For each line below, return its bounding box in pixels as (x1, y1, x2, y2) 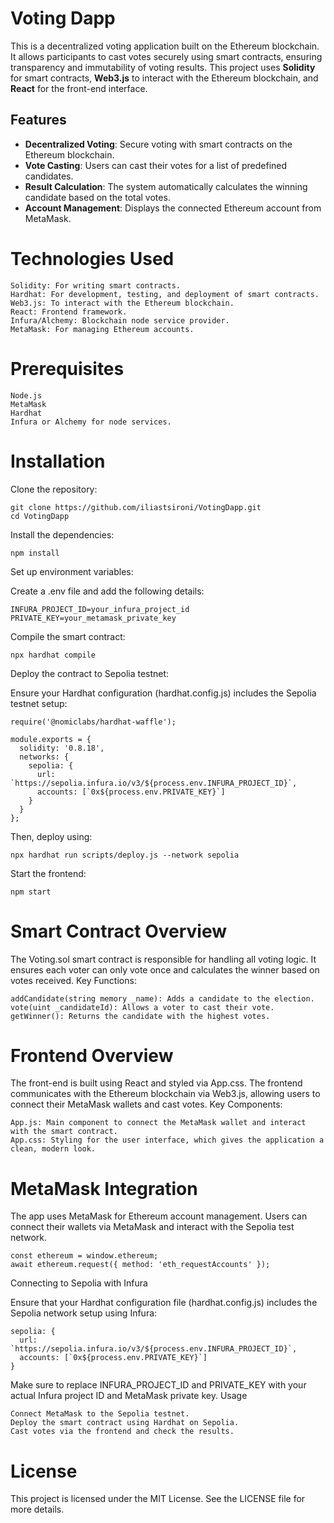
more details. (10, 1503, 65, 1516)
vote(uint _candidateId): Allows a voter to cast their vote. (10, 1002, 275, 1012)
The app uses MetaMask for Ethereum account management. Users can (10, 1210, 308, 1222)
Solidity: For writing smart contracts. (10, 280, 182, 291)
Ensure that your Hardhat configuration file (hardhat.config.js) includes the (10, 1297, 318, 1309)
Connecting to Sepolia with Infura (10, 1277, 148, 1289)
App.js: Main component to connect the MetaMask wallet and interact (10, 1118, 307, 1128)
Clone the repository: (10, 483, 98, 495)
